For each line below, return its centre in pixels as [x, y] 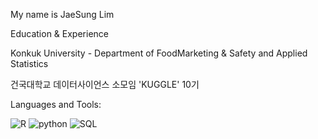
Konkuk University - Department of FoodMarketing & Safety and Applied [159, 53]
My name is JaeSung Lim [62, 14]
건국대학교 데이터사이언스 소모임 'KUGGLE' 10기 [105, 84]
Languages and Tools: [56, 104]
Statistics [29, 63]
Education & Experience [59, 33]
